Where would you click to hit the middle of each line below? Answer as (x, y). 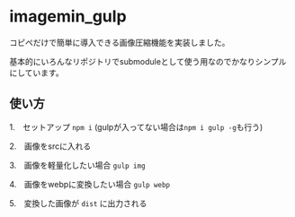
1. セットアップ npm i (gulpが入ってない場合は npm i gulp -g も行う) (136, 126)
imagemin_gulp (68, 17)
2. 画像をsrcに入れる (50, 146)
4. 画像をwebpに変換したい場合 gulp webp (90, 184)
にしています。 (37, 73)
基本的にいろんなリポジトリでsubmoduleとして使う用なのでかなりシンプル (148, 61)
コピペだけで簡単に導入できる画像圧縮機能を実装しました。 (120, 42)
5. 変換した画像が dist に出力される (78, 203)
